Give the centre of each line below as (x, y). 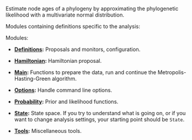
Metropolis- (172, 72)
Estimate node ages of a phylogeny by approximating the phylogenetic (92, 9)
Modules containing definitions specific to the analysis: (73, 26)
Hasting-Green (32, 79)
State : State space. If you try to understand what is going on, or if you (100, 113)
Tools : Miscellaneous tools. (48, 131)
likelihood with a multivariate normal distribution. (65, 15)
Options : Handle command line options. (63, 90)
